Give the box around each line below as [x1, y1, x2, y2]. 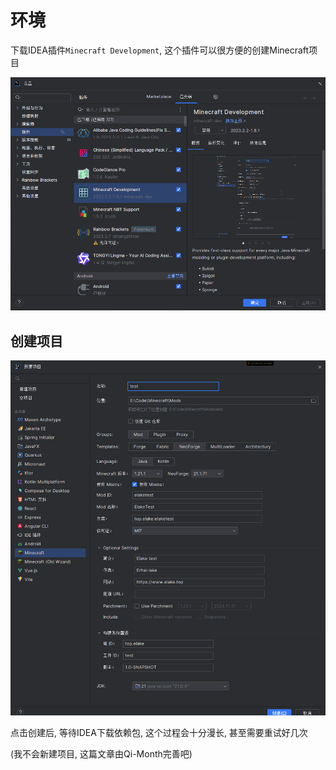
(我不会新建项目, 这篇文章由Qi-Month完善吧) [10, 747, 193, 760]
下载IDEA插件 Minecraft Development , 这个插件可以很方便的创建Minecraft [10, 44, 310, 56]
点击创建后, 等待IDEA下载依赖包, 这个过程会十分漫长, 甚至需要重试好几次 [10, 726, 308, 738]
